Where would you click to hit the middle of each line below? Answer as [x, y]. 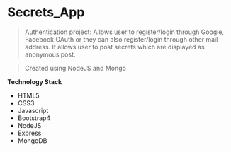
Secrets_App [46, 12]
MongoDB [32, 140]
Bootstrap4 [34, 118]
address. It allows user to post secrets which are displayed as [114, 47]
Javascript [33, 110]
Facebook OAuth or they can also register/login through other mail [121, 39]
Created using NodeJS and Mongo [75, 68]
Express [29, 133]
